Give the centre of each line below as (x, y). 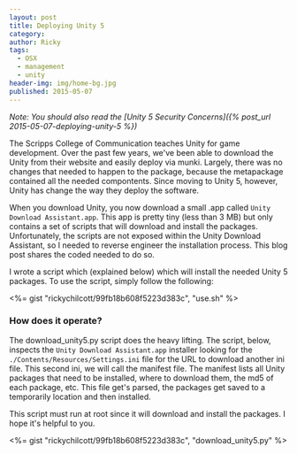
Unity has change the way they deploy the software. (104, 190)
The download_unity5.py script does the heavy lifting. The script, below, (140, 340)
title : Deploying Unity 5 (57, 26)
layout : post (33, 17)
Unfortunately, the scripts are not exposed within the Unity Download (135, 235)
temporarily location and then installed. (80, 396)
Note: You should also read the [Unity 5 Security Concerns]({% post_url (140, 117)
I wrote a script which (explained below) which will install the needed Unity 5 (148, 272)
